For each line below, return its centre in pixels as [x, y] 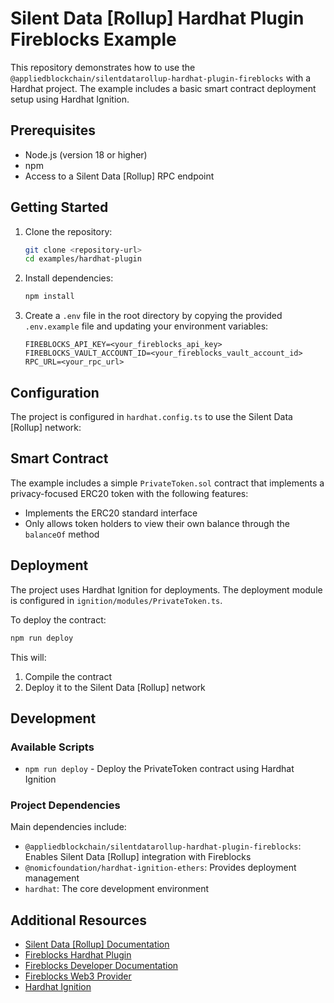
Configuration [55, 392]
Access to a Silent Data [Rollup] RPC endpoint [119, 176]
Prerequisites [53, 130]
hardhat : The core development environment [117, 889]
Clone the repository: [68, 231]
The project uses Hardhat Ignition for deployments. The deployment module [166, 589]
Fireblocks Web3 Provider [78, 976]
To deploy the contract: [58, 619]
